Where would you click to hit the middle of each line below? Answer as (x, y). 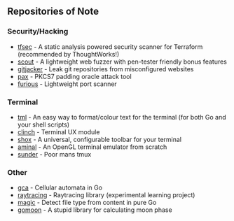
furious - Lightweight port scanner (67, 84)
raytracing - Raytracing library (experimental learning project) (106, 195)
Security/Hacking (38, 31)
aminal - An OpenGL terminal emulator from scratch (92, 147)
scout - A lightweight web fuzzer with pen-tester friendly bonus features (122, 62)
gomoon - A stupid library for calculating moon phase (95, 210)
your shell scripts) (43, 124)
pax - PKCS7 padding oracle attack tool (74, 76)
